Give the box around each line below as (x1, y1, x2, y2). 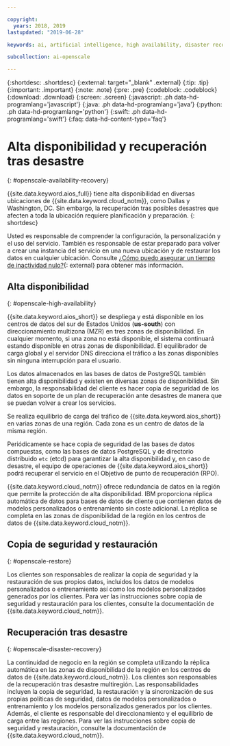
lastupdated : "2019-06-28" (7, 29, 84, 36)
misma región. (7, 426, 47, 434)
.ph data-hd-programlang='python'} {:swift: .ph (7, 108, 141, 116)
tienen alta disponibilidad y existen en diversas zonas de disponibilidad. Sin (7, 377, 220, 385)
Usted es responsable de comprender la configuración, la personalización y (7, 232, 221, 240)
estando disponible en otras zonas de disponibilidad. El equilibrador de (7, 341, 207, 350)
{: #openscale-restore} (7, 557, 72, 565)
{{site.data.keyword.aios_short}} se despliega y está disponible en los (7, 312, 204, 320)
